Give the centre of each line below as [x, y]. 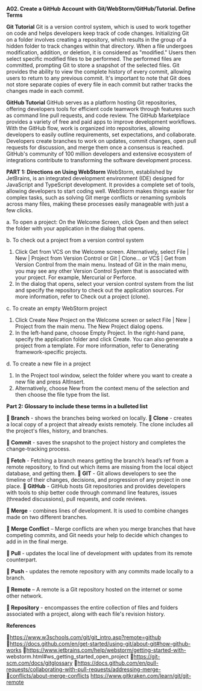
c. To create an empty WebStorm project [57, 308]
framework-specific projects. [51, 352]
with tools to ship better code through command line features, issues [92, 493]
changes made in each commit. [45, 91]
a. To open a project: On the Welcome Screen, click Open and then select [97, 222]
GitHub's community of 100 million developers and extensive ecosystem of [99, 154]
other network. [25, 596]
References [21, 626]
